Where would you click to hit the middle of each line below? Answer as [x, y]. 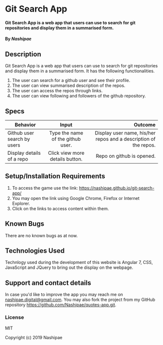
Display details [24, 153]
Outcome [145, 125]
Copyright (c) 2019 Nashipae [34, 337]
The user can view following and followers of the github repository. [79, 96]
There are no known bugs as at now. [41, 235]
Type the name [66, 133]
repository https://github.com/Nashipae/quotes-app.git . [61, 305]
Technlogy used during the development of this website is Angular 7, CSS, [79, 263]
